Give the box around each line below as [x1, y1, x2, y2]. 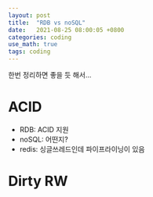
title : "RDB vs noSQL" [8, 19, 86, 27]
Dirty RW [8, 173, 68, 190]
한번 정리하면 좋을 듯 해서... [8, 70, 92, 79]
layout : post [8, 11, 51, 20]
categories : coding [8, 33, 72, 41]
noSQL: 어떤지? [19, 134, 68, 144]
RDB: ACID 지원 [19, 124, 69, 134]
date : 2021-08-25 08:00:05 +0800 [8, 26, 125, 34]
